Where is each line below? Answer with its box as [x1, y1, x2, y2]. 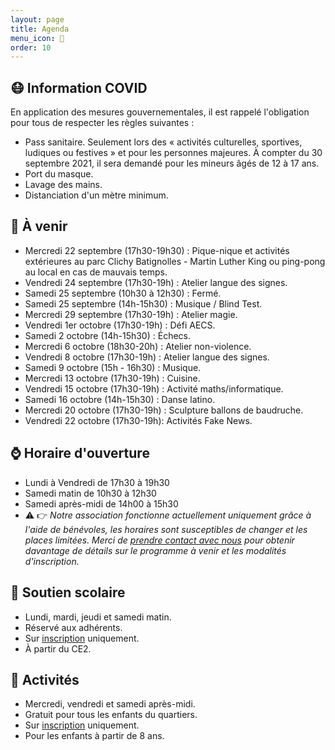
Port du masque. [24, 168, 94, 180]
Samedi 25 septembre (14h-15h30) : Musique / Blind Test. [24, 297, 263, 310]
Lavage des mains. [24, 179, 103, 191]
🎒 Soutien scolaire [10, 584, 126, 601]
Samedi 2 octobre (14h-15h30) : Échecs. [24, 329, 191, 341]
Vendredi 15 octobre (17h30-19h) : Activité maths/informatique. [24, 382, 284, 395]
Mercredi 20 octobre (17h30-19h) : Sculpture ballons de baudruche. [24, 404, 304, 416]
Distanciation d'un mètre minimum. [24, 189, 169, 201]
